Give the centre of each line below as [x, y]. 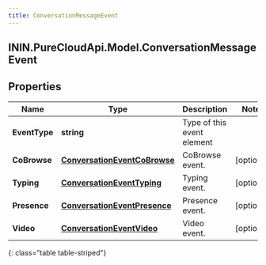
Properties [35, 87]
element [198, 142]
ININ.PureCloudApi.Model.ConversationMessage [133, 48]
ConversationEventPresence [116, 205]
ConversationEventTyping [111, 183]
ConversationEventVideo [109, 228]
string [72, 132]
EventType [33, 132]
